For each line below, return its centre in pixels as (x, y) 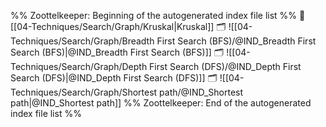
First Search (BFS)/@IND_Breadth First (236, 41)
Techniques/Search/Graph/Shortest (84, 92)
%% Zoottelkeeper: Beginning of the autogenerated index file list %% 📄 (158, 15)
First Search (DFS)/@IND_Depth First (225, 66)
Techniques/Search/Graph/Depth (79, 66)
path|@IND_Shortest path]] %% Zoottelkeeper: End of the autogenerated (161, 103)
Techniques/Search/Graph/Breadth (82, 41)
